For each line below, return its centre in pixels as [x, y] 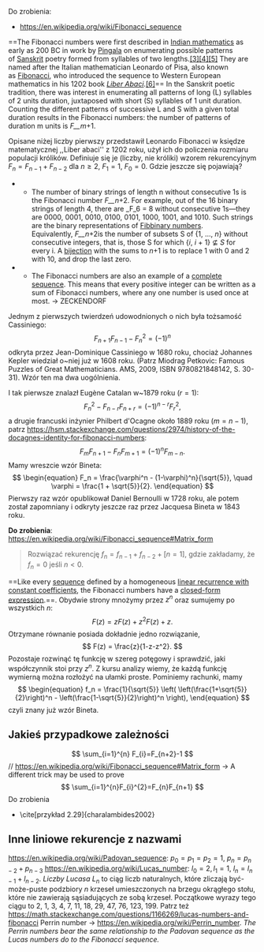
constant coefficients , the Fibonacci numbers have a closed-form [114, 590]
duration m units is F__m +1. [52, 126]
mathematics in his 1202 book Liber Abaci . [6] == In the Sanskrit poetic [122, 84]
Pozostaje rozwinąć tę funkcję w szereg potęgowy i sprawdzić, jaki [117, 659]
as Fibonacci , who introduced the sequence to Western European [115, 75]
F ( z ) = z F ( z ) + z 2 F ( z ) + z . [132, 621]
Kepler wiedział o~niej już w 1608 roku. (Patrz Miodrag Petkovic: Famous [126, 361]
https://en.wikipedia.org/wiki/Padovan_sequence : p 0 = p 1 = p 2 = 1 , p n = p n [130, 859]
